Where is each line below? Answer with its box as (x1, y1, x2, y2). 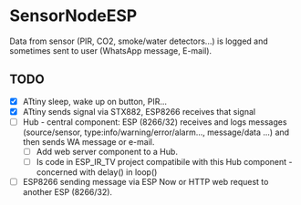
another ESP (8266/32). (22, 187, 112, 198)
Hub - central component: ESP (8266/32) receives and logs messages (22, 116, 287, 128)
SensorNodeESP (9, 5, 138, 26)
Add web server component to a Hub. (36, 146, 178, 157)
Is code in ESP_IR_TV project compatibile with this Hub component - (36, 157, 293, 167)
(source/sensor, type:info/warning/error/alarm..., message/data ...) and (22, 127, 290, 138)
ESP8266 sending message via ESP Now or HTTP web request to (22, 177, 269, 188)
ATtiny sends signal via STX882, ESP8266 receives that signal (22, 106, 256, 117)
